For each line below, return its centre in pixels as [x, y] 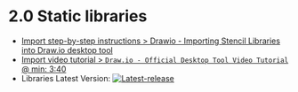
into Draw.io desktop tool [67, 50]
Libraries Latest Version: [66, 78]
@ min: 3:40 [44, 69]
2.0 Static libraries [78, 16]
